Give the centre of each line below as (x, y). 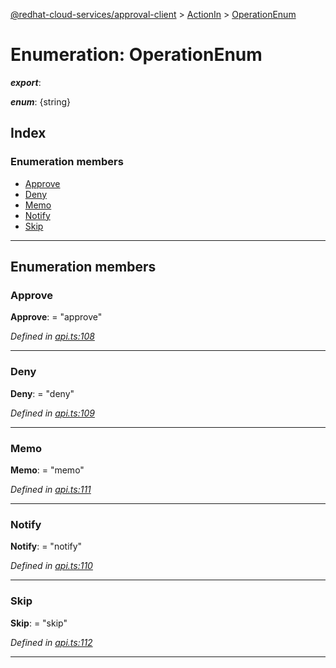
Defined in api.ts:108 (52, 336)
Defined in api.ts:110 (51, 566)
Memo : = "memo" (47, 470)
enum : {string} (41, 101)
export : (26, 82)
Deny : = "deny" (42, 393)
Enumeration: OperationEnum (136, 55)
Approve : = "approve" (56, 317)
